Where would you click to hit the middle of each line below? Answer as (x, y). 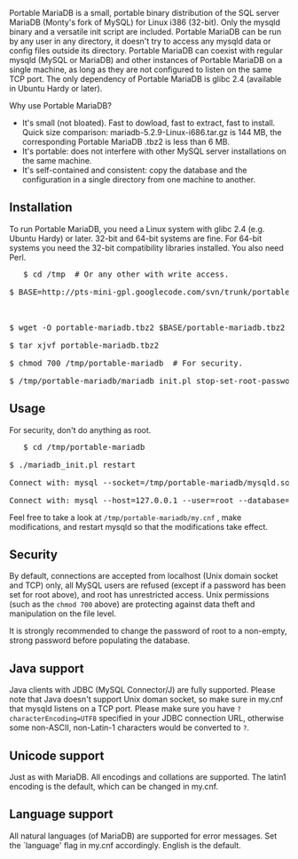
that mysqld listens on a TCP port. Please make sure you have (122, 709)
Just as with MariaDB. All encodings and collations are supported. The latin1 (148, 777)
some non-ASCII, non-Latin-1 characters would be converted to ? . (129, 727)
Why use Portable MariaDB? (61, 105)
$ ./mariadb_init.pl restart (72, 465)
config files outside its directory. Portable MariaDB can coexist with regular (146, 51)
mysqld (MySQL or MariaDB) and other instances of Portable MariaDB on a (146, 60)
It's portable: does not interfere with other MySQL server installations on (154, 151)
